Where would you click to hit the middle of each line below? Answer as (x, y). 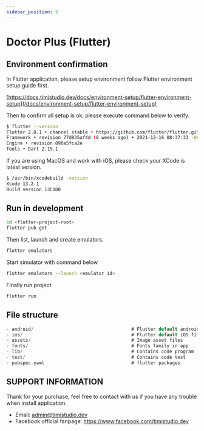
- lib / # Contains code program (100, 352)
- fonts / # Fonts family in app (97, 346)
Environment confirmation (57, 64)
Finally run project (29, 285)
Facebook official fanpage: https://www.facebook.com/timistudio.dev (102, 421)
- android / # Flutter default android (103, 329)
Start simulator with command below (52, 262)
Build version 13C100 (34, 189)
